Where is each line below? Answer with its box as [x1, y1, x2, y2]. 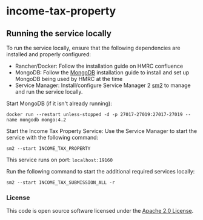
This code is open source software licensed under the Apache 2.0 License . [6, 207, 194, 215]
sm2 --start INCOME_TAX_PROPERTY [6, 146, 91, 152]
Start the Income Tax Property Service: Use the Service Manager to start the [6, 128, 198, 134]
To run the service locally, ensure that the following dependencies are [6, 44, 181, 51]
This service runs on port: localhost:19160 [6, 156, 113, 163]
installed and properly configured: [6, 51, 92, 58]
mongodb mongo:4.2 [19, 117, 67, 123]
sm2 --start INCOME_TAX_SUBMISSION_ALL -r [6, 180, 115, 186]
